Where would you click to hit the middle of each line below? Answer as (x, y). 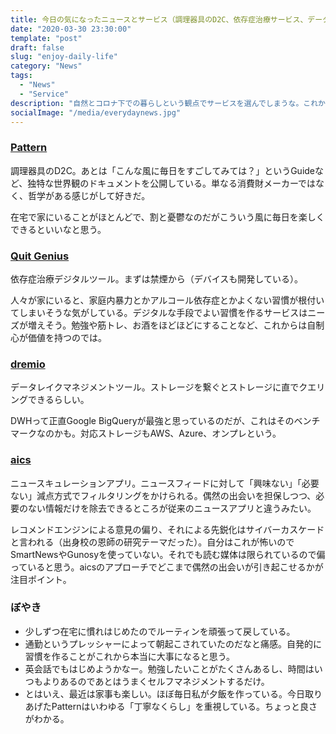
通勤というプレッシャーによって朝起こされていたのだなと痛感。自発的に (173, 643)
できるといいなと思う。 (58, 229)
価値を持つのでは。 (67, 337)
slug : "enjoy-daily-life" (64, 57)
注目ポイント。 (41, 579)
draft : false (37, 47)
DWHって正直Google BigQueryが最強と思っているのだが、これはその (152, 421)
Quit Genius (40, 256)
